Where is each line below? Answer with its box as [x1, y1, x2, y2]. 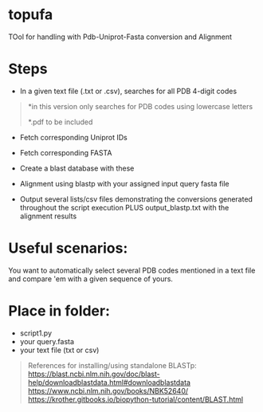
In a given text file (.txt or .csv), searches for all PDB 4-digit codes [19, 86, 237, 96]
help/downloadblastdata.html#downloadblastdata [27, 377, 191, 387]
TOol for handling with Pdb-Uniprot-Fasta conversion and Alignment [8, 32, 233, 41]
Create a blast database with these [19, 163, 135, 173]
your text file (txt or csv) [19, 345, 100, 355]
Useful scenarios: [8, 239, 128, 257]
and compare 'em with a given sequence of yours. [8, 273, 174, 284]
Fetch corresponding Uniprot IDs [19, 132, 128, 142]
